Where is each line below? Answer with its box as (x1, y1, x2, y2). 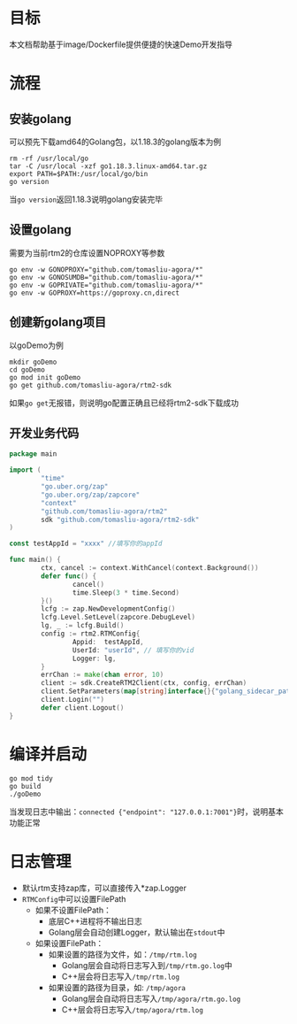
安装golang (9, 112, 72, 127)
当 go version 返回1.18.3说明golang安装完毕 (9, 194, 164, 204)
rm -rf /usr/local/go (9, 154, 89, 163)
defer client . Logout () (41, 703, 125, 712)
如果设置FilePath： (34, 937, 104, 948)
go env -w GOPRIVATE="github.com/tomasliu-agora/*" (9, 281, 203, 289)
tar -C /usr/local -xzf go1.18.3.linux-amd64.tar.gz (9, 161, 208, 171)
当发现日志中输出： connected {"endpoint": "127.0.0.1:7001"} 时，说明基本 (9, 806, 285, 817)
